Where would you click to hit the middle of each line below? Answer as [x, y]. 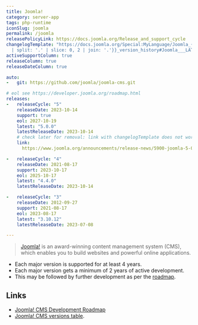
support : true [34, 115]
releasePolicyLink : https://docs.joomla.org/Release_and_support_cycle [96, 39]
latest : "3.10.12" [39, 219]
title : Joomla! [25, 12]
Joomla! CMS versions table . [49, 316]
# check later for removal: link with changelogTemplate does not [100, 137]
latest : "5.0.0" [37, 126]
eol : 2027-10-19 [37, 121]
